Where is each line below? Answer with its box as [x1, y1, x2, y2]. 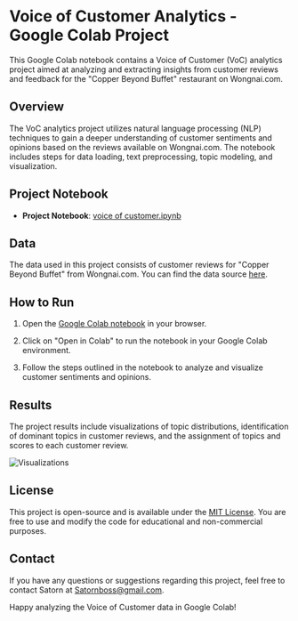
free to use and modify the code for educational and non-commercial [9, 516, 263, 527]
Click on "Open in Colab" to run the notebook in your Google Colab [21, 335, 269, 346]
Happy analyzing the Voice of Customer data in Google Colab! [9, 601, 238, 612]
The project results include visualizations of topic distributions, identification [9, 421, 289, 431]
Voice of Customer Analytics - [9, 6, 238, 27]
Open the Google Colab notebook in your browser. [21, 319, 207, 329]
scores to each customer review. [9, 440, 129, 450]
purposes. [9, 525, 47, 536]
